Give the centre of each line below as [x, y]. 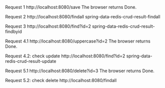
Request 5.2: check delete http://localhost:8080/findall [61, 80]
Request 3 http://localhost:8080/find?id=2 [48, 26]
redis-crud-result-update [31, 61]
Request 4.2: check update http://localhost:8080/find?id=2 [65, 56]
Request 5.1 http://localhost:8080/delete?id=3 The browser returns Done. [80, 71]
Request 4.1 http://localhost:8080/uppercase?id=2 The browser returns [78, 41]
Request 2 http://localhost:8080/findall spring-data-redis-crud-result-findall [83, 17]
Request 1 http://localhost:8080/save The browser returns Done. [71, 7]
